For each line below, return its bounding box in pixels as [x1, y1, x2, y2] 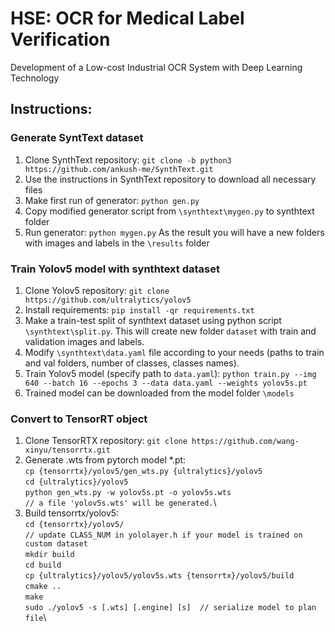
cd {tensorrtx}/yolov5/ [24, 520, 125, 530]
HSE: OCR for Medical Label [10, 7, 245, 30]
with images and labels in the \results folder [24, 237, 210, 249]
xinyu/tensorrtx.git [24, 445, 111, 456]
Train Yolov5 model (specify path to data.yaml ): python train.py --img [24, 367, 317, 379]
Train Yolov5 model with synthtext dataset [10, 262, 220, 276]
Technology [10, 72, 60, 84]
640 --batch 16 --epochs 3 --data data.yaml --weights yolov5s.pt [24, 378, 308, 388]
